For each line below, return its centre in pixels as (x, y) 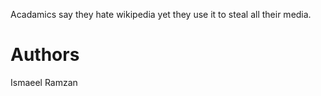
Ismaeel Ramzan (44, 82)
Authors (45, 55)
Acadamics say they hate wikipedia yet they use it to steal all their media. (161, 14)
